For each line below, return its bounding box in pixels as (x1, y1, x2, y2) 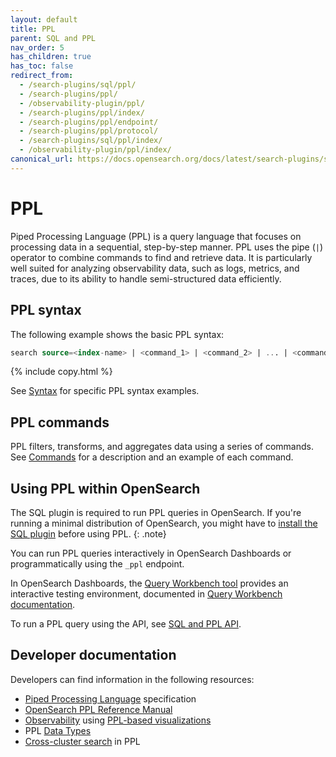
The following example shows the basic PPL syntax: (10, 328, 225, 340)
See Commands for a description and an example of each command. (10, 451, 294, 463)
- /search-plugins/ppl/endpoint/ (19, 117, 159, 127)
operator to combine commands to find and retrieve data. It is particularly (10, 251, 313, 263)
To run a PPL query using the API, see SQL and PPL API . (10, 618, 242, 630)
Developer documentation (10, 647, 177, 664)
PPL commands (10, 414, 110, 431)
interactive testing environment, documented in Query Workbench (10, 588, 283, 600)
